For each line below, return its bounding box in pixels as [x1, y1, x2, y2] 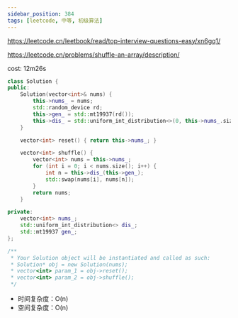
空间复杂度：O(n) [17, 303, 69, 312]
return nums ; [33, 189, 72, 196]
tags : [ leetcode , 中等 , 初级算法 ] [7, 17, 103, 24]
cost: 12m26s [7, 64, 47, 72]
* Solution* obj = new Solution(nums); [10, 261, 129, 268]
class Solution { [7, 77, 59, 85]
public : [7, 84, 30, 92]
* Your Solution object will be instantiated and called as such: [10, 254, 211, 261]
